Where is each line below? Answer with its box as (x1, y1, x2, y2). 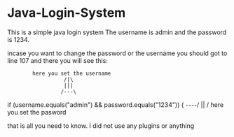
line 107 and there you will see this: (7, 56, 109, 64)
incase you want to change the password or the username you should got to (7, 49, 228, 57)
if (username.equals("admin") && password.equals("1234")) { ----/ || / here (7, 100, 224, 109)
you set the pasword (7, 108, 67, 116)
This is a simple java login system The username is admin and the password (7, 28, 227, 36)
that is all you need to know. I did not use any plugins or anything (7, 121, 195, 130)
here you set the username (32, 70, 111, 77)
